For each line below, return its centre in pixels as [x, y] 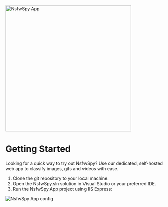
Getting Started [38, 149]
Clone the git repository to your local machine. [61, 178]
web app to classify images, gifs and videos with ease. [62, 168]
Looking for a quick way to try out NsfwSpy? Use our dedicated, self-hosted [84, 163]
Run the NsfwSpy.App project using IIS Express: [62, 189]
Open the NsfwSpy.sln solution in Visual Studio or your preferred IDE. [84, 183]
